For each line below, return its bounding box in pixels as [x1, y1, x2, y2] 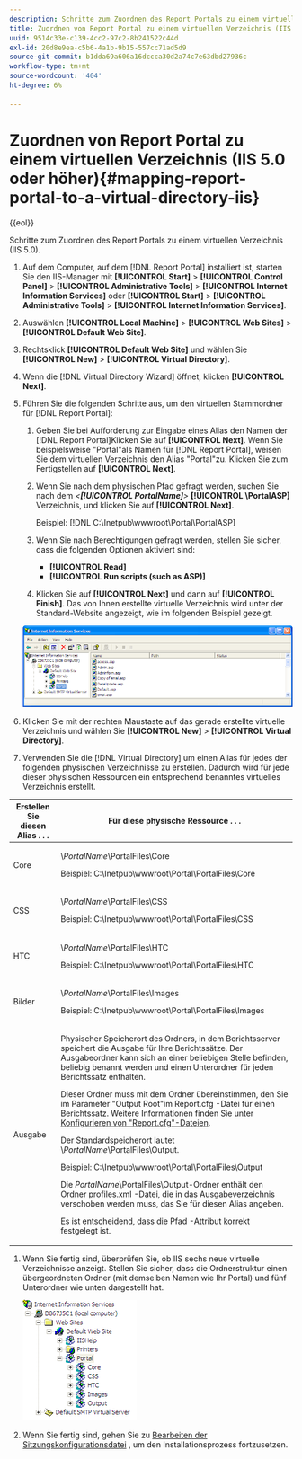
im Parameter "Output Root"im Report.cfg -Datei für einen [60, 1099, 276, 1110]
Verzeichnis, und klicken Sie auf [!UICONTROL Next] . [35, 500, 235, 510]
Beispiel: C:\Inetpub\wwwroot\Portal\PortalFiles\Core [60, 868, 256, 880]
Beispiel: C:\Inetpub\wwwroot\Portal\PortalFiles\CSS [60, 914, 253, 924]
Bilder [13, 996, 35, 1007]
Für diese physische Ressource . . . [108, 816, 242, 827]
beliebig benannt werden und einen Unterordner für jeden [60, 1062, 274, 1073]
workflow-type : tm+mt [9, 62, 91, 71]
